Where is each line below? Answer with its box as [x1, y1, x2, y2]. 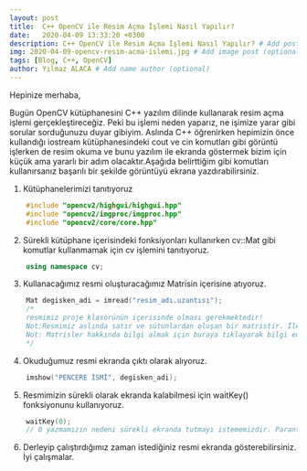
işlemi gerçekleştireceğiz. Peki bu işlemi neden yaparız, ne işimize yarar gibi [9, 116, 296, 128]
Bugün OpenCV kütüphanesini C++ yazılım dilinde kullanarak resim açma [9, 107, 285, 118]
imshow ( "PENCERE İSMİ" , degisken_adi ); [26, 372, 178, 382]
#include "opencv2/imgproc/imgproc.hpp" [26, 209, 182, 219]
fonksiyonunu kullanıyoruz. [22, 399, 125, 410]
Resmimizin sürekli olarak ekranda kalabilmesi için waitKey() [22, 390, 249, 401]
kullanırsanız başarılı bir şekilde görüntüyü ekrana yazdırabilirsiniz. [9, 166, 259, 177]
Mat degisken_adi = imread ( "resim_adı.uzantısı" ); [26, 296, 223, 305]
